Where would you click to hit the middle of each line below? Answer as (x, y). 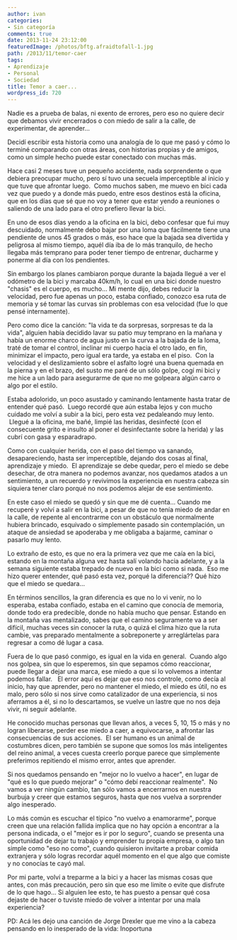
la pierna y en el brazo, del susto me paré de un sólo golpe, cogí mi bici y (114, 370)
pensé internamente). (39, 311)
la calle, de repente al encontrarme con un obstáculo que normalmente (111, 517)
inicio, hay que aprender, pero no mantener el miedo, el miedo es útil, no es (117, 687)
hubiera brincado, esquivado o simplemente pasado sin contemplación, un (116, 525)
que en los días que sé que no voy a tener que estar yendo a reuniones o (114, 201)
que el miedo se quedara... (46, 584)
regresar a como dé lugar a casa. (56, 643)
